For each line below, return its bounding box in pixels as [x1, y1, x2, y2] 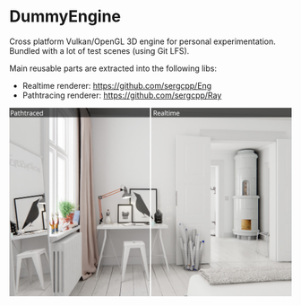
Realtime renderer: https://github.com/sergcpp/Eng [21, 80, 212, 91]
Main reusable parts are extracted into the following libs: [9, 63, 218, 74]
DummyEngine [9, 6, 122, 27]
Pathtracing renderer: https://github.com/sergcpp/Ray [21, 90, 222, 101]
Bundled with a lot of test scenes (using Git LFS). [9, 45, 190, 56]
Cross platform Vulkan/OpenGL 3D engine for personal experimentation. [9, 36, 276, 47]
